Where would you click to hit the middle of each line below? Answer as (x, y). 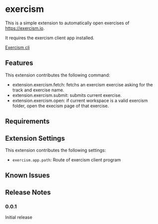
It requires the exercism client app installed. (50, 38)
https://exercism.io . (25, 28)
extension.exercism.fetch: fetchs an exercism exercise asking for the (82, 84)
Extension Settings (35, 138)
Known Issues (28, 176)
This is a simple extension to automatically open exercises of (67, 23)
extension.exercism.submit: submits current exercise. (67, 95)
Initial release (19, 218)
